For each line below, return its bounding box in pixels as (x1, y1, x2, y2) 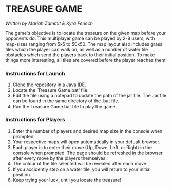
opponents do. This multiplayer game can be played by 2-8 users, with (5, 35, 155, 41)
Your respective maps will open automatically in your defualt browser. (12, 139, 161, 145)
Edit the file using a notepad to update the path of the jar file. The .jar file (12, 93, 167, 99)
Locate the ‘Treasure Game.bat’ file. (12, 87, 89, 93)
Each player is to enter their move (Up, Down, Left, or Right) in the (12, 144, 152, 150)
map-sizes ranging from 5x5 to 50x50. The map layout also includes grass (5, 40, 163, 47)
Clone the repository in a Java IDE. (12, 81, 86, 88)
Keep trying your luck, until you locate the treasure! (12, 177, 122, 183)
